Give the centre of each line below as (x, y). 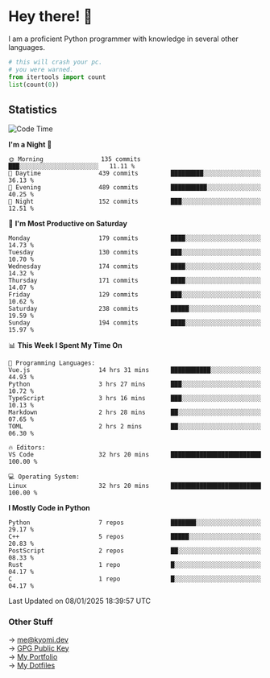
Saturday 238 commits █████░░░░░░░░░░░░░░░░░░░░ (135, 309)
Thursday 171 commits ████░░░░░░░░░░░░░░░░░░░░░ (135, 281)
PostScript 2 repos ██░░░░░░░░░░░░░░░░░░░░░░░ (135, 551)
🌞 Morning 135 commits (75, 159)
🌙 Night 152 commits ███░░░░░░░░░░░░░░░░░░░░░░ (135, 202)
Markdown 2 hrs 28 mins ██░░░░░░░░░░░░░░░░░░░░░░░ (135, 413)
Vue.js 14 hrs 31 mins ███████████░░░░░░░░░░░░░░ (135, 370)
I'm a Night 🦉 (30, 145)
